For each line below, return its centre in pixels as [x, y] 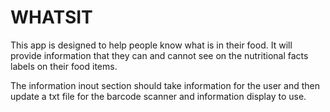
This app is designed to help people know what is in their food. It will [151, 45]
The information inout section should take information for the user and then [165, 85]
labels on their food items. [64, 66]
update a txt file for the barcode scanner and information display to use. [158, 96]
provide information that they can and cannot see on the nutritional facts [159, 55]
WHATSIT [51, 17]
